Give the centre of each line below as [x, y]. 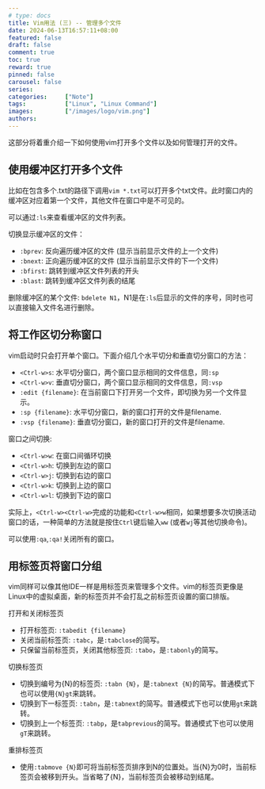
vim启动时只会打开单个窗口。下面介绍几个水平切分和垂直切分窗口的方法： [129, 355]
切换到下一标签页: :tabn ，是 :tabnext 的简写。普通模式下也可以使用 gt [131, 703]
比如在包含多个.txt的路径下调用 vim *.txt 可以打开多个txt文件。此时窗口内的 [131, 190]
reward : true [30, 67]
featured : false [35, 38]
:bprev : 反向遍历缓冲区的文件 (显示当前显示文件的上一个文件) [119, 251]
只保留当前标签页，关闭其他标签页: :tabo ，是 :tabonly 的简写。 [121, 650]
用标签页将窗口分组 [55, 566]
